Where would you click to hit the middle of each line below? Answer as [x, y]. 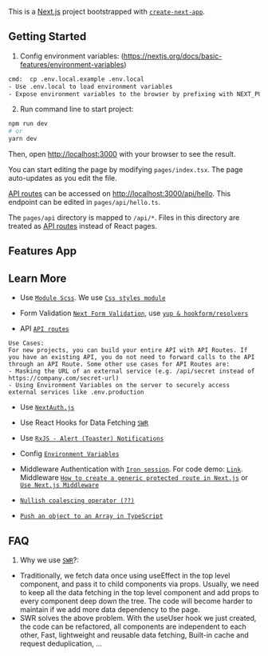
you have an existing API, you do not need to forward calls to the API [132, 358]
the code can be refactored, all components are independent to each [133, 626]
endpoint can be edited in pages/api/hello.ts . [85, 202]
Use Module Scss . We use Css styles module [93, 298]
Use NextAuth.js [47, 407]
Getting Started [47, 36]
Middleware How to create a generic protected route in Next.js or [134, 478]
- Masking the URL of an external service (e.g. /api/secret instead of [132, 371]
